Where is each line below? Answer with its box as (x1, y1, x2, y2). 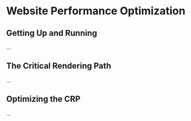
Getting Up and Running (6, 28, 98, 38)
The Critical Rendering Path (6, 61, 112, 71)
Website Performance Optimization (6, 4, 186, 18)
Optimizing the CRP (6, 94, 81, 104)
